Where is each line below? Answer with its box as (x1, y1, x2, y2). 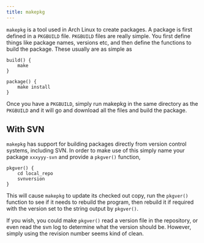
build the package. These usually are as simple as (6, 45, 132, 53)
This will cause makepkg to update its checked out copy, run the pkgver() (6, 192, 189, 200)
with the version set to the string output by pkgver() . (6, 205, 139, 212)
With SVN (6, 124, 45, 135)
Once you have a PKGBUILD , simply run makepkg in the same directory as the (6, 100, 198, 107)
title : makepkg (6, 9, 45, 15)
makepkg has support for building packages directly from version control (6, 140, 187, 148)
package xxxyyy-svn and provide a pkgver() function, (6, 154, 141, 161)
